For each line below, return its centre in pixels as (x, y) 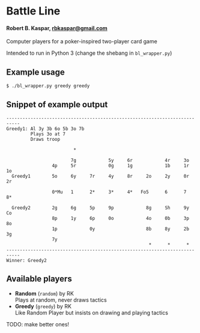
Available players (39, 279)
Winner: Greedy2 (26, 261)
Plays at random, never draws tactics (61, 300)
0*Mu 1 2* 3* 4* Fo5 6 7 (119, 192)
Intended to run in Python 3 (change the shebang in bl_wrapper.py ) (89, 53)
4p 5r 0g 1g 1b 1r (120, 166)
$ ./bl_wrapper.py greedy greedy (48, 86)
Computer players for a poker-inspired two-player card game (82, 42)
